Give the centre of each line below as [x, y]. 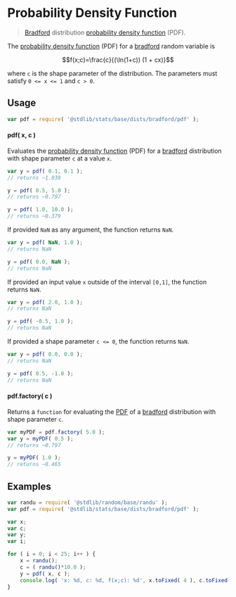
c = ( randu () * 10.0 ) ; [53, 567]
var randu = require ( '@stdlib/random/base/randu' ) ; [88, 502]
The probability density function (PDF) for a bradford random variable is [111, 46]
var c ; [17, 528]
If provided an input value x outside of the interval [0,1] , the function [107, 282]
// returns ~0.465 [34, 465]
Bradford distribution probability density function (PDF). [105, 32]
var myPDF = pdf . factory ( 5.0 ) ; [56, 432]
